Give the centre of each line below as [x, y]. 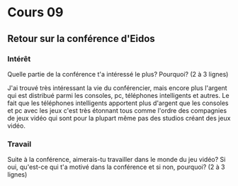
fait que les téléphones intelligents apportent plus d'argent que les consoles [118, 103]
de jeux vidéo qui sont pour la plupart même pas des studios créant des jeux [119, 118]
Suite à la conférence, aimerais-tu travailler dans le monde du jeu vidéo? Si [117, 160]
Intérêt [19, 59]
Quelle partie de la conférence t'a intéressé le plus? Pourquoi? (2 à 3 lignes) [118, 74]
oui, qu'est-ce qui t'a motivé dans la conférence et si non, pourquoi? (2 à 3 [116, 167]
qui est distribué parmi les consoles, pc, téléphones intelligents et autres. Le [118, 95]
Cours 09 [35, 12]
